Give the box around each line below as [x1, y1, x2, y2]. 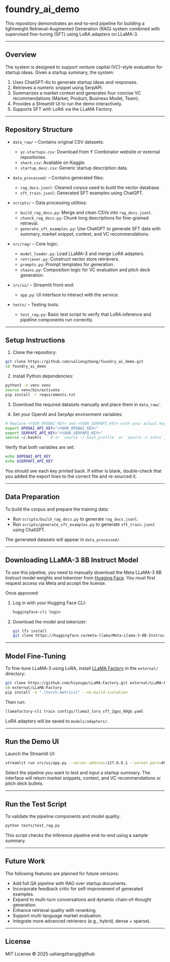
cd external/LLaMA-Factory [5, 685, 62, 690]
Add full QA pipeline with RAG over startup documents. [12, 880, 127, 886]
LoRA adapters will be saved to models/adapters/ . [5, 718, 109, 724]
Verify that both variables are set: [5, 444, 75, 450]
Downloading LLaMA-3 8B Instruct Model [5, 556, 139, 565]
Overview [5, 51, 37, 59]
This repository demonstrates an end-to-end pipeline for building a [5, 20, 145, 26]
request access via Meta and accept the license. [5, 580, 106, 586]
